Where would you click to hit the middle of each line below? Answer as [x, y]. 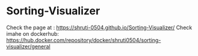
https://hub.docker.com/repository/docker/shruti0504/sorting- [84, 40]
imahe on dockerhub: [32, 33]
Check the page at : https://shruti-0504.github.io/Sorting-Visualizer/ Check [99, 27]
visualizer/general [28, 46]
